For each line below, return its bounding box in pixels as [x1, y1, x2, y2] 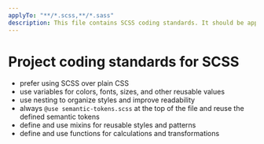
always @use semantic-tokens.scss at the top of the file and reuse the [19, 104, 245, 113]
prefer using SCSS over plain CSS [19, 79, 130, 88]
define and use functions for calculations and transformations [19, 129, 220, 138]
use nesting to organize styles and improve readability [19, 95, 195, 105]
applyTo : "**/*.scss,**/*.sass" [8, 11, 114, 20]
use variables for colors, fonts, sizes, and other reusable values [19, 87, 225, 97]
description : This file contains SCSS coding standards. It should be [8, 19, 244, 27]
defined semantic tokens [19, 112, 100, 122]
